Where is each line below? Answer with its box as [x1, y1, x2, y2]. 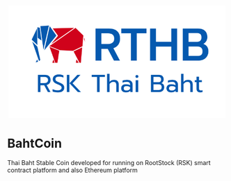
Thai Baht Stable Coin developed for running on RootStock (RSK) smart [7, 158, 211, 166]
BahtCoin [7, 135, 63, 151]
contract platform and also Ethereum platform [7, 166, 138, 174]
